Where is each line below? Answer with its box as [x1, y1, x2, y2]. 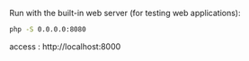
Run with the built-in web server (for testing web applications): [9, 8, 241, 18]
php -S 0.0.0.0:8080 [9, 25, 87, 34]
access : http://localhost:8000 [9, 40, 121, 52]
